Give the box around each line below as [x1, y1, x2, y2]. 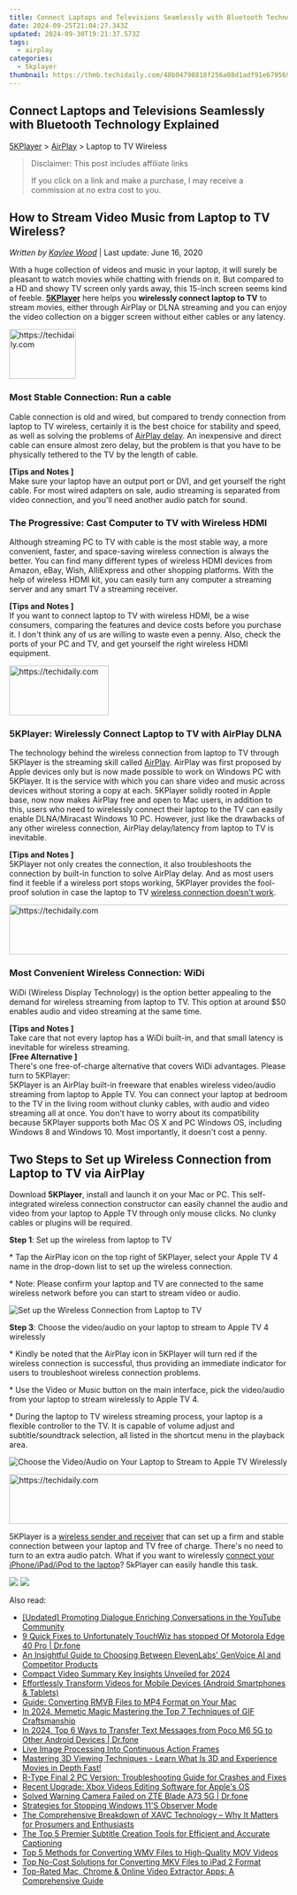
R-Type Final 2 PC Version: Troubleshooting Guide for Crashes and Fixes [21, 1772, 287, 1783]
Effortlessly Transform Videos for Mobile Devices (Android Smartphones [21, 1678, 286, 1689]
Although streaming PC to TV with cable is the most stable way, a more [9, 537, 268, 547]
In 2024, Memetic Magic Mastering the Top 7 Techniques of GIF [21, 1706, 255, 1717]
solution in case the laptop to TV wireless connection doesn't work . [30, 887, 277, 898]
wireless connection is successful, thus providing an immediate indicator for [9, 1358, 286, 1369]
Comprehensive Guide [21, 1876, 104, 1886]
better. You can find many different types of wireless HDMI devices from [9, 555, 272, 566]
